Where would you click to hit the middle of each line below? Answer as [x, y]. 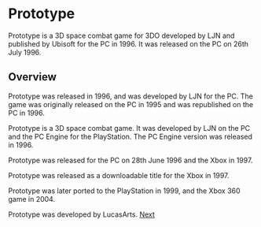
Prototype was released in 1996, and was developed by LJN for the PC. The [130, 96]
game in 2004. [32, 199]
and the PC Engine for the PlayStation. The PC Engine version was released [130, 136]
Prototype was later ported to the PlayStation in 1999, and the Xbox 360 [125, 191]
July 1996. [25, 52]
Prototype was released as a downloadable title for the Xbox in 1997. [119, 175]
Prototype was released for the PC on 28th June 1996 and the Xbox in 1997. [130, 160]
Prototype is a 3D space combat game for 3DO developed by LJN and [121, 35]
